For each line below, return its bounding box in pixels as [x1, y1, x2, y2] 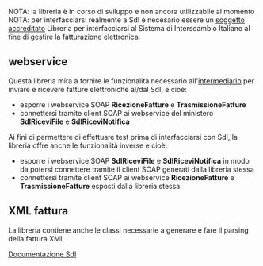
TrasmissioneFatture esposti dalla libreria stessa [19, 181, 181, 191]
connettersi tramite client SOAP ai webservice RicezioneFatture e [19, 172, 235, 182]
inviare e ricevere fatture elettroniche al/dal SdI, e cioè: [8, 84, 188, 94]
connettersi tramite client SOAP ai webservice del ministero [19, 108, 214, 118]
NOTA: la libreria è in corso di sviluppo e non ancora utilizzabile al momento [8, 7, 255, 16]
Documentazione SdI [8, 249, 77, 259]
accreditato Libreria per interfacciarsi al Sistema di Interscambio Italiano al [8, 24, 251, 33]
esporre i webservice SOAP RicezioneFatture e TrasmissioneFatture [19, 99, 247, 110]
